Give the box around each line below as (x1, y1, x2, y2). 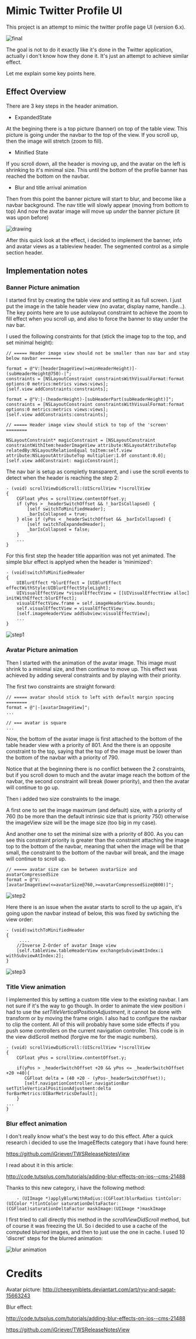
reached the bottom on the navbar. (6, 173, 90, 180)
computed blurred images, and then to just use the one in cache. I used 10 (6, 1228, 185, 1235)
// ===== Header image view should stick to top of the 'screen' (6, 422, 169, 428)
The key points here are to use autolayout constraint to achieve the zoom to (6, 309, 188, 316)
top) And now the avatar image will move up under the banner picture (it (6, 208, 180, 215)
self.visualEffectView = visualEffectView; (16, 605, 125, 612)
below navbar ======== (6, 356, 61, 362)
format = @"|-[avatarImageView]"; (6, 704, 91, 710)
